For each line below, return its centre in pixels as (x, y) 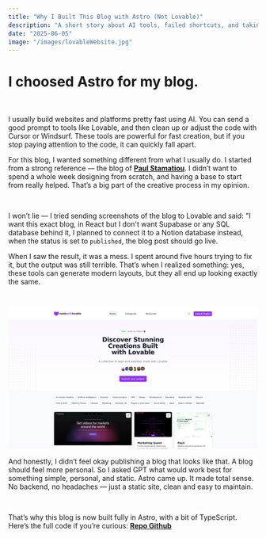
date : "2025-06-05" (40, 33)
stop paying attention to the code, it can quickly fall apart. (102, 145)
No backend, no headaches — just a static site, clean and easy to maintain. (131, 486)
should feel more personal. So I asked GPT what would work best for (120, 469)
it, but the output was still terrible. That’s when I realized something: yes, (126, 265)
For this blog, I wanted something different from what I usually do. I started (130, 160)
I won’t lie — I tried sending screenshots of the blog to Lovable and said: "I (129, 216)
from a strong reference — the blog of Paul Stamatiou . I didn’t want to (123, 168)
